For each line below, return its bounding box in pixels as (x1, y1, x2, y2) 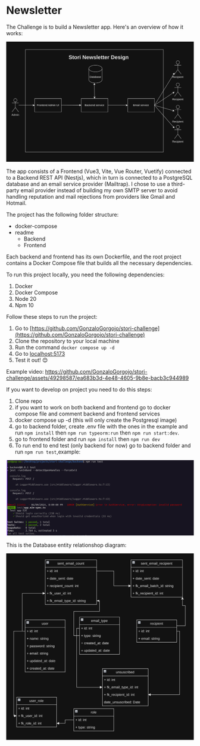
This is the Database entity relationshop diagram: (6, 541, 127, 548)
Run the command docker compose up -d (14, 344, 115, 351)
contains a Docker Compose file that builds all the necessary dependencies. (6, 260, 193, 267)
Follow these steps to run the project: (6, 313, 98, 320)
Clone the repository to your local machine (14, 338, 120, 345)
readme (14, 229, 34, 236)
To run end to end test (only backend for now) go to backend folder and (14, 442, 191, 449)
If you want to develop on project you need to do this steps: (6, 386, 152, 393)
